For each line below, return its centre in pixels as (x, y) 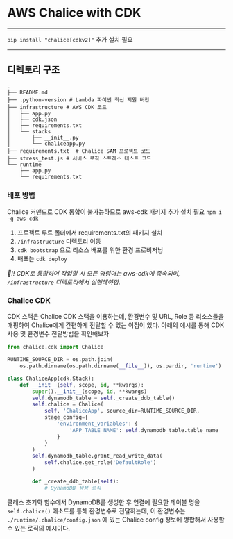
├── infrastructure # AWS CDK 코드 (57, 107)
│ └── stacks (29, 131)
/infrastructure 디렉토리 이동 (59, 242)
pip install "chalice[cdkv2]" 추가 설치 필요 (70, 39)
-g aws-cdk (23, 219)
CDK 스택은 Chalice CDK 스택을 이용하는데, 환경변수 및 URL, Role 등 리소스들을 (115, 317)
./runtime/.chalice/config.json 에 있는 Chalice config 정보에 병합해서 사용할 (116, 520)
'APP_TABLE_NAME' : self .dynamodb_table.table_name (144, 430)
